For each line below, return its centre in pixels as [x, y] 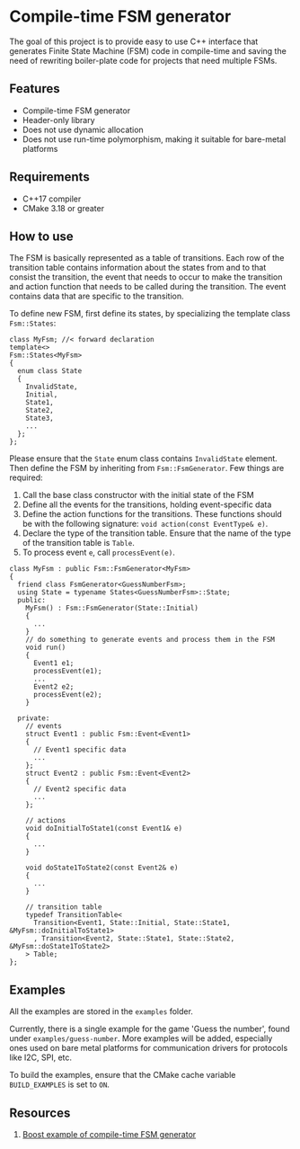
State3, [40, 419]
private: [34, 718]
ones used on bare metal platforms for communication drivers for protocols [149, 1048]
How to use [41, 236]
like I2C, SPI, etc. [41, 1057]
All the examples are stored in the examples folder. [101, 1011]
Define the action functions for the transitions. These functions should [152, 514]
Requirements [49, 177]
